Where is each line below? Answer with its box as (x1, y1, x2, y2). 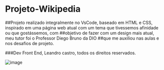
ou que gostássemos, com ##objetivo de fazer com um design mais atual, (5, 30, 154, 36)
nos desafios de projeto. (5, 40, 54, 46)
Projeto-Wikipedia (5, 3, 81, 15)
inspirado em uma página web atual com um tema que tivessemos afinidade (5, 24, 159, 30)
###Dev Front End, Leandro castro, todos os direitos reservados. (5, 50, 136, 56)
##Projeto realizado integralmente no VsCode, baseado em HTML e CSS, (5, 20, 153, 25)
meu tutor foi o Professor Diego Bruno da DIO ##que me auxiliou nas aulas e (5, 35, 159, 41)
